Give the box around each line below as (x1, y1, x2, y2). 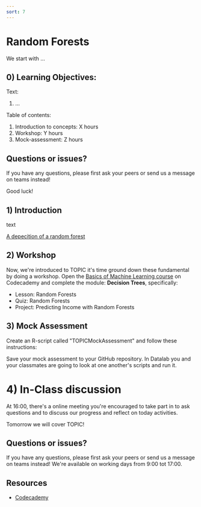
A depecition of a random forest (6, 233, 85, 240)
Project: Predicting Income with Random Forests (14, 303, 135, 310)
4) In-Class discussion (6, 382, 122, 396)
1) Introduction (6, 205, 62, 215)
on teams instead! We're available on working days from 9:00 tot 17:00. (6, 461, 182, 468)
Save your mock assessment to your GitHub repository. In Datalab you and (6, 355, 191, 362)
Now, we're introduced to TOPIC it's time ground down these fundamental (6, 266, 190, 273)
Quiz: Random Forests (14, 297, 70, 304)
